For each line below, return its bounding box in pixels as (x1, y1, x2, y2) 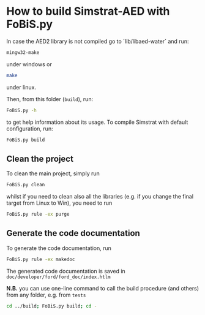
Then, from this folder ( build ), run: (6, 95, 94, 102)
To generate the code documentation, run (6, 244, 112, 252)
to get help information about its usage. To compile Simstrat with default (6, 118, 188, 126)
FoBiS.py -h (6, 107, 37, 113)
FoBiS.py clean (6, 182, 45, 188)
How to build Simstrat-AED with (6, 4, 170, 18)
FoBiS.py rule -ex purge (6, 211, 70, 218)
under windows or (6, 60, 52, 68)
